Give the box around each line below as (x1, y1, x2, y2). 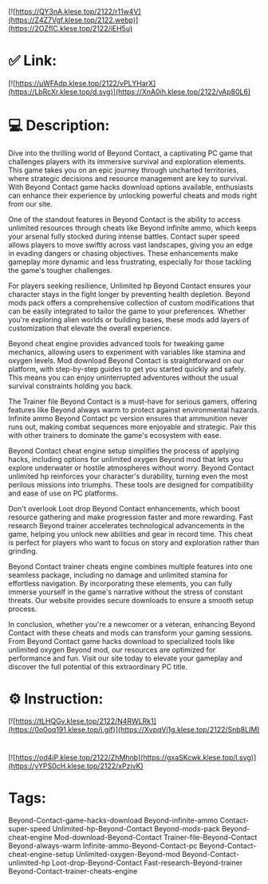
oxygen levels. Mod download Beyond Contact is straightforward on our (8, 355, 245, 365)
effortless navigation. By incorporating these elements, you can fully (8, 578, 233, 588)
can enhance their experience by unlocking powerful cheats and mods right (8, 191, 258, 200)
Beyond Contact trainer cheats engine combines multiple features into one (8, 562, 253, 571)
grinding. (8, 546, 38, 555)
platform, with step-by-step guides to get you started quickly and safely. (8, 364, 246, 373)
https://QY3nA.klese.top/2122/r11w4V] (15, 7, 141, 16)
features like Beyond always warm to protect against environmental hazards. (8, 405, 260, 414)
